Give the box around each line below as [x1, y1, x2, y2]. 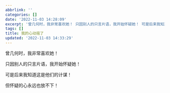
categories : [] [5, 12, 37, 17]
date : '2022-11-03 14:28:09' [5, 17, 67, 22]
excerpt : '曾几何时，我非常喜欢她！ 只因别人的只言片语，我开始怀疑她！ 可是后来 [5, 21, 157, 27]
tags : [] [5, 26, 24, 31]
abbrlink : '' [5, 7, 33, 13]
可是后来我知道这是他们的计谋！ [5, 71, 72, 77]
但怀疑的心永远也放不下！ [5, 82, 59, 88]
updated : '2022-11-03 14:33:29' [5, 36, 73, 41]
